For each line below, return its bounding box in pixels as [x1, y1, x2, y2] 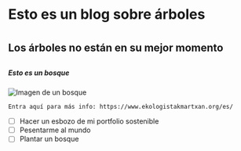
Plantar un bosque [19, 135, 79, 144]
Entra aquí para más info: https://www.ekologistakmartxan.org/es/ [8, 103, 234, 111]
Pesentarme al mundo [19, 125, 91, 135]
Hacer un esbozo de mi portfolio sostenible [19, 117, 159, 126]
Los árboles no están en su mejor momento [8, 41, 224, 55]
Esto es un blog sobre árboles [8, 5, 206, 23]
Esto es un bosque [8, 68, 70, 77]
